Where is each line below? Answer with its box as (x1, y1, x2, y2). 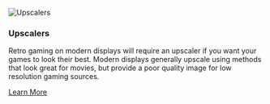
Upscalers (8, 27, 50, 39)
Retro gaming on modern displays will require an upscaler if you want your (8, 46, 257, 56)
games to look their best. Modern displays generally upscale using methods (8, 55, 262, 64)
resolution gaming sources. (8, 72, 100, 81)
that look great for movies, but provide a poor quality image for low (8, 63, 232, 73)
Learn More (8, 87, 48, 97)
